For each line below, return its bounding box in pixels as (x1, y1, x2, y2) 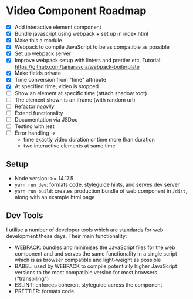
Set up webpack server (14, 50, 72, 57)
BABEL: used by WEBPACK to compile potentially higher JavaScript (14, 263, 177, 270)
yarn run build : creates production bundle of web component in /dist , (14, 187, 188, 194)
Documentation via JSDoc (14, 116, 78, 123)
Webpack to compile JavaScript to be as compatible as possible (14, 43, 170, 51)
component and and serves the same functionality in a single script (14, 250, 178, 257)
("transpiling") (14, 275, 49, 282)
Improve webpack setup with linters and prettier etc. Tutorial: (14, 57, 162, 64)
